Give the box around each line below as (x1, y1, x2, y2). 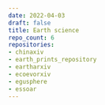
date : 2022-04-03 (8, 11, 66, 20)
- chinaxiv (8, 48, 44, 56)
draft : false (8, 19, 51, 27)
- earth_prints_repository (8, 56, 97, 64)
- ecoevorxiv (8, 70, 51, 78)
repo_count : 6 (8, 33, 55, 42)
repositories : (8, 41, 55, 49)
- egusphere (8, 77, 47, 85)
